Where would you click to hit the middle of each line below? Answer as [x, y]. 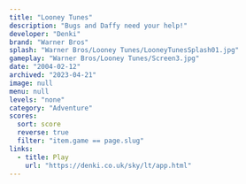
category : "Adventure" [51, 108]
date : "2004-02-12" [45, 67]
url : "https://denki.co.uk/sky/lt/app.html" [108, 165]
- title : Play [43, 157]
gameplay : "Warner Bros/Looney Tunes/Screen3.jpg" [104, 58]
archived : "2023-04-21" [53, 75]
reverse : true [43, 133]
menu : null [29, 91]
